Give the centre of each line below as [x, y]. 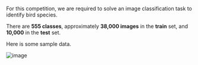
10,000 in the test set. [33, 32]
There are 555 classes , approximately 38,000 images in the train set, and [97, 26]
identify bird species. [32, 15]
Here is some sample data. [39, 44]
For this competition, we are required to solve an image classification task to [99, 9]
